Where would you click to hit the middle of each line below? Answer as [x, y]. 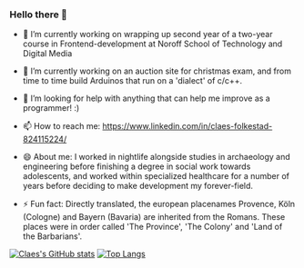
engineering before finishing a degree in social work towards [137, 166]
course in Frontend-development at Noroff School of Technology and [152, 44]
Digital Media [47, 54]
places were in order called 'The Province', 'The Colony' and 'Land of [152, 227]
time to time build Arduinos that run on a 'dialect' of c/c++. [132, 81]
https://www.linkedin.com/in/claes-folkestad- [187, 126]
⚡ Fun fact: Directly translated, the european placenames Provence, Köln [159, 204]
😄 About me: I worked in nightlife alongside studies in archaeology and [157, 157]
